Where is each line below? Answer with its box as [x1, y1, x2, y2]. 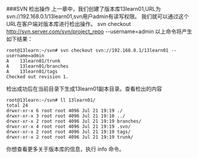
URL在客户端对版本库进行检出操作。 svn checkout [6, 21, 131, 27]
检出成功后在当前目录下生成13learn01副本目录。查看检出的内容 [6, 85, 162, 92]
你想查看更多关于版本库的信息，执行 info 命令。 [6, 145, 125, 153]
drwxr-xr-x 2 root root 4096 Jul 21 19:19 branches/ [6, 118, 142, 124]
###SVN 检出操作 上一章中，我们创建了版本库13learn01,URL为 [6, 5, 161, 12]
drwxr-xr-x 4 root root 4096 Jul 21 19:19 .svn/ [6, 124, 131, 130]
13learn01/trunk [19, 58, 61, 64]
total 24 [6, 103, 28, 109]
